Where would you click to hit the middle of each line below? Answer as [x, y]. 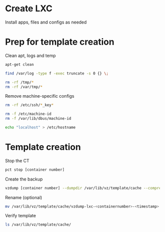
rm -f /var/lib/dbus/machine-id [38, 119]
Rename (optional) [24, 197]
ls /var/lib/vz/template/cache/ [38, 225]
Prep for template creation [60, 42]
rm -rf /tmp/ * [20, 82]
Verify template [21, 216]
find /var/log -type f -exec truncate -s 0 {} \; [57, 73]
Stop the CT [17, 160]
